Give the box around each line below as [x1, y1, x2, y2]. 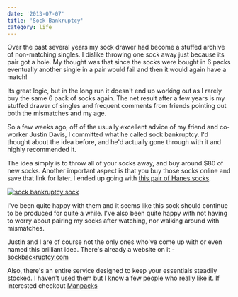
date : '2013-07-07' [7, 10, 65, 18]
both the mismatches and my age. [7, 109, 107, 117]
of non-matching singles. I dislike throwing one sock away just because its [7, 50, 225, 59]
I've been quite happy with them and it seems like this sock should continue [7, 202, 228, 210]
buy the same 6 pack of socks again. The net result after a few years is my [7, 94, 225, 103]
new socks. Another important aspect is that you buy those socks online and [7, 167, 231, 175]
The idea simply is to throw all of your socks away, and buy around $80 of [7, 159, 224, 168]
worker [7, 130, 28, 139]
